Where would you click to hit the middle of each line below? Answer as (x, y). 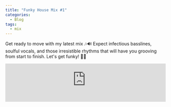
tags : (11, 24)
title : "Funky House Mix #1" (36, 10)
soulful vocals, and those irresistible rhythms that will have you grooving (81, 51)
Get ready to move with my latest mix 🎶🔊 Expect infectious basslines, (78, 44)
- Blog (17, 19)
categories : (18, 15)
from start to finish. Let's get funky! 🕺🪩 (46, 57)
